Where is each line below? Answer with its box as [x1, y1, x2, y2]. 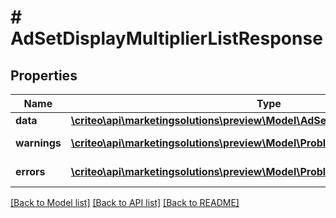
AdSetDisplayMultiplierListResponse [10, 27, 323, 50]
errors [15, 165, 46, 178]
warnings [15, 136, 62, 150]
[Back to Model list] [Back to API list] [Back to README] [10, 197, 240, 208]
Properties [10, 67, 78, 84]
